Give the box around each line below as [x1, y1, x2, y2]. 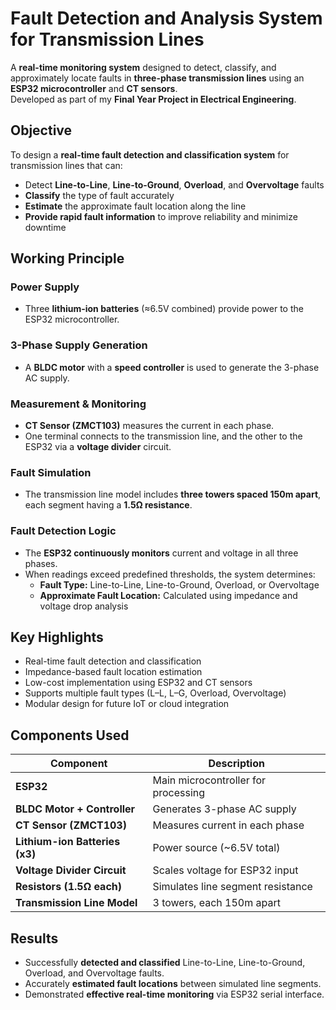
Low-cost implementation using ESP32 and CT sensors [24, 677, 253, 689]
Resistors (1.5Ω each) [15, 880, 123, 894]
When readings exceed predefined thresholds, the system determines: [24, 568, 316, 580]
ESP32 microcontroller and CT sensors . [10, 82, 178, 94]
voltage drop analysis [39, 600, 129, 612]
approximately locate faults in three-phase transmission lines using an [10, 72, 305, 84]
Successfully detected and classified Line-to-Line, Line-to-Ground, [24, 957, 306, 969]
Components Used [10, 727, 130, 744]
